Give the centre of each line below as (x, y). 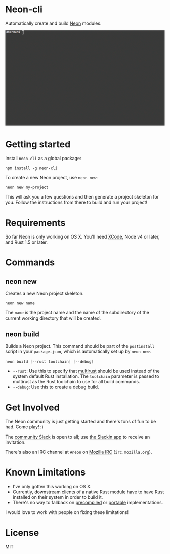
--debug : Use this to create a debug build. (56, 387)
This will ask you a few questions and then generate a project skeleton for (82, 197)
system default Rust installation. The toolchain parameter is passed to (86, 376)
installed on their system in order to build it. (58, 497)
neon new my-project (27, 188)
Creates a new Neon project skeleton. (45, 293)
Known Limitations (46, 472)
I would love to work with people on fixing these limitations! (67, 512)
